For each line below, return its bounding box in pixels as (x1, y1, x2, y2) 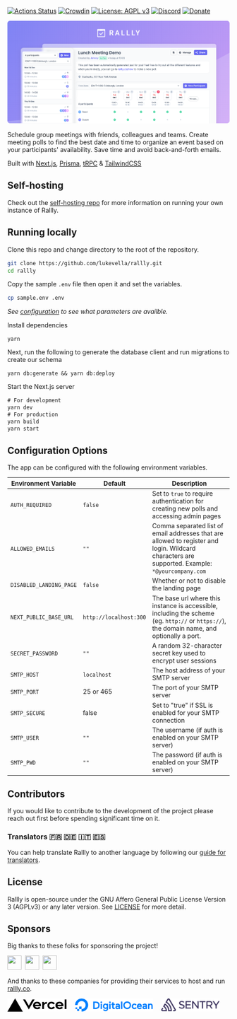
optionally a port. (152, 631, 201, 640)
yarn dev (7, 404, 33, 412)
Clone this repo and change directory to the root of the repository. (7, 245, 200, 254)
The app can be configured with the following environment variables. (7, 463, 208, 472)
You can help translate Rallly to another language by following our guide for (7, 848, 226, 856)
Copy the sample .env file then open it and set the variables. (7, 280, 182, 289)
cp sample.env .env (7, 294, 65, 302)
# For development (7, 397, 61, 404)
